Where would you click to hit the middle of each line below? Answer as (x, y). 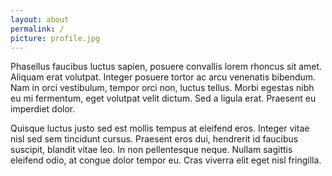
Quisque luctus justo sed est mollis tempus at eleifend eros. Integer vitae (160, 128)
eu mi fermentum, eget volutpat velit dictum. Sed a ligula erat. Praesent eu (163, 98)
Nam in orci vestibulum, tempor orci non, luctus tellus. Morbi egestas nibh (162, 88)
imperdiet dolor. (43, 109)
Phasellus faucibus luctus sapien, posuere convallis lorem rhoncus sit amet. (166, 67)
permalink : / (37, 29)
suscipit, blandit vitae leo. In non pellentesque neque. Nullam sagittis (151, 150)
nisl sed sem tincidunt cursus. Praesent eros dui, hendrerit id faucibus (154, 139)
